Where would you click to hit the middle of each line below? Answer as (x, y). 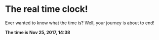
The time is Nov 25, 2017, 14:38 (38, 32)
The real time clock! (46, 9)
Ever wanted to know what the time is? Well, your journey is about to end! (80, 23)
